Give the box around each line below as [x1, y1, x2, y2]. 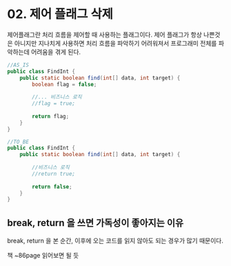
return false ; [32, 183, 72, 190]
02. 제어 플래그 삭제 [7, 6, 114, 22]
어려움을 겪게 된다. [30, 48, 81, 56]
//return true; [32, 170, 76, 177]
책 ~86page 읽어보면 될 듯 [7, 251, 79, 260]
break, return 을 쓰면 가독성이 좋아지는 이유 [7, 217, 184, 229]
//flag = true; [32, 100, 76, 107]
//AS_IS [7, 61, 30, 68]
